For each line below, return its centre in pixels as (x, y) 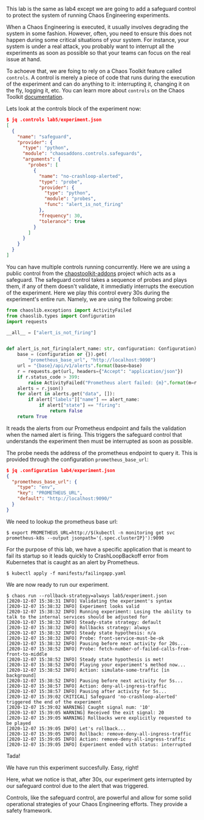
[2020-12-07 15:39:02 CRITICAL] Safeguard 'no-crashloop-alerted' (92, 697)
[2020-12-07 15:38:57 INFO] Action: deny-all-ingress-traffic (87, 686)
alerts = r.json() (40, 388)
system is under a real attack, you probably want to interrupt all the (90, 46)
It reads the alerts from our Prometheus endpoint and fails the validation (96, 428)
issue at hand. (24, 59)
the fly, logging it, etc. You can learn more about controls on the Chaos (96, 90)
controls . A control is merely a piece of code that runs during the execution (101, 77)
